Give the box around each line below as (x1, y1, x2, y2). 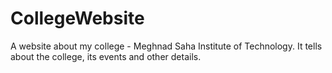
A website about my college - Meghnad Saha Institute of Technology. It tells (10, 40, 323, 52)
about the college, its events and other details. (10, 50, 202, 62)
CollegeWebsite (10, 7, 145, 30)
